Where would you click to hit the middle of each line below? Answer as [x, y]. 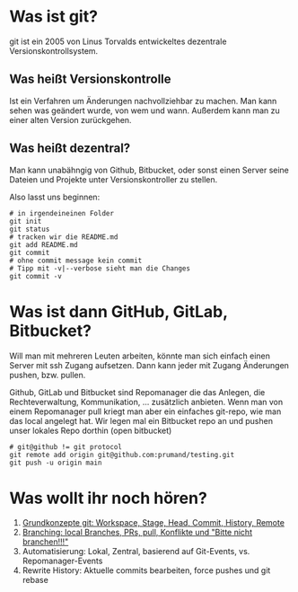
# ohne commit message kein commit [76, 261]
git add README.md [44, 244]
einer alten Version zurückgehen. [70, 119]
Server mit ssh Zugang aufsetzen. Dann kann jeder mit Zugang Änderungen [149, 365]
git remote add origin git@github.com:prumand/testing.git [122, 455]
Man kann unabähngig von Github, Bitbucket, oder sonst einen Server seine [149, 170]
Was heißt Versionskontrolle [91, 80]
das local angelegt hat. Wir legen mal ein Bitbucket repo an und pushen [141, 420]
